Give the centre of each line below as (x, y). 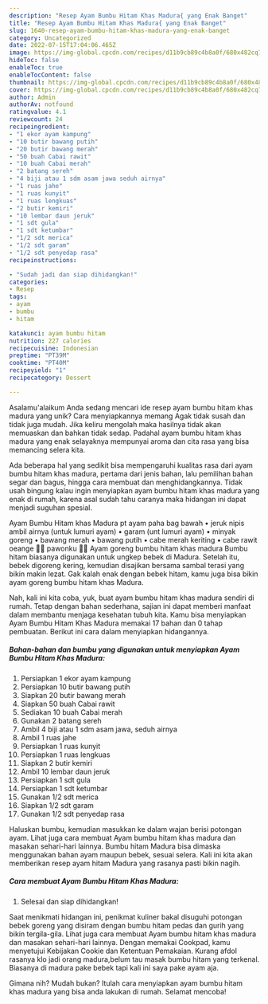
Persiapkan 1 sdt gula (55, 780)
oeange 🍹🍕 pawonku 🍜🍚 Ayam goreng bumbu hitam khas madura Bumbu (129, 548)
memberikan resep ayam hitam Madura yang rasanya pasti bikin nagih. (125, 863)
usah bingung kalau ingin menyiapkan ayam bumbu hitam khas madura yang (134, 490)
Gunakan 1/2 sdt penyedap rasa (73, 814)
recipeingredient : (39, 127)
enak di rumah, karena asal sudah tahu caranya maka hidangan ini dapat (128, 499)
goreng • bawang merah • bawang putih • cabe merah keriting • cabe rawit (133, 539)
